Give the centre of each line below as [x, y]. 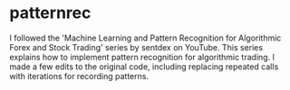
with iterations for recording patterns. [79, 76]
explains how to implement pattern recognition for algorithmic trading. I [142, 57]
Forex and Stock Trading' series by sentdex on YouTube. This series [136, 47]
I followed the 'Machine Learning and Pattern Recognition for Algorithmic [145, 38]
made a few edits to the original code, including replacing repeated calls [144, 67]
